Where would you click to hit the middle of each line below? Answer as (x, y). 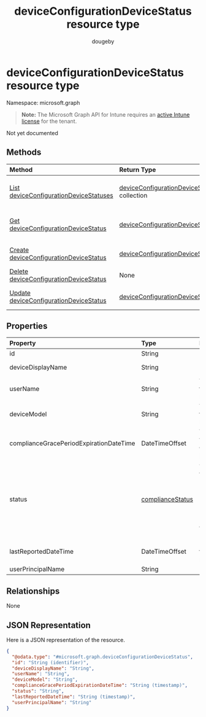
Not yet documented (32, 133)
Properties (27, 326)
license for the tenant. (49, 121)
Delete (19, 271)
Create (19, 250)
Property (23, 343)
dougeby (103, 41)
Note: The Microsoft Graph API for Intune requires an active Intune (105, 114)
